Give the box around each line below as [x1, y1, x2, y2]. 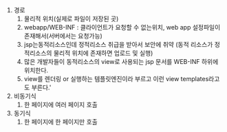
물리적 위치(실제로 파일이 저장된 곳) [23, 14, 119, 23]
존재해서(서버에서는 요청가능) [23, 32, 103, 40]
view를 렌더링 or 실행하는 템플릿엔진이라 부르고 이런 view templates [23, 75, 209, 82]
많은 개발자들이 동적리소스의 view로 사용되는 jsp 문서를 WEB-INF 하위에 [23, 58, 219, 65]
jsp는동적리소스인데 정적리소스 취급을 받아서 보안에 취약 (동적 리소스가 [23, 41, 213, 48]
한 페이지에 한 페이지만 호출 [23, 118, 98, 126]
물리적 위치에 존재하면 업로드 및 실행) [53, 49, 153, 57]
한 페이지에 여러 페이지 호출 [23, 100, 98, 109]
